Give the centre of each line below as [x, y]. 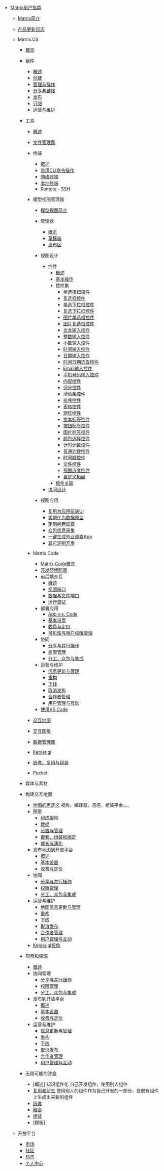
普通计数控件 [77, 451]
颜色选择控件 [77, 438]
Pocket [40, 773]
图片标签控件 [77, 432]
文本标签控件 [77, 419]
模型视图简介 [54, 210]
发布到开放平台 [48, 999]
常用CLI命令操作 [57, 170]
